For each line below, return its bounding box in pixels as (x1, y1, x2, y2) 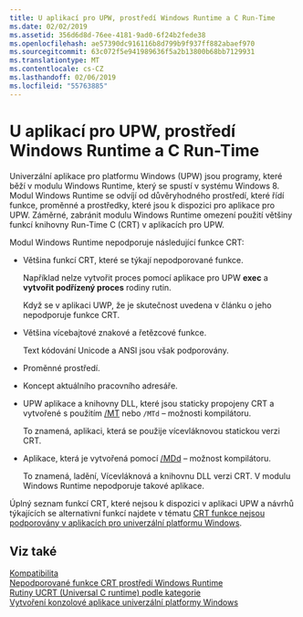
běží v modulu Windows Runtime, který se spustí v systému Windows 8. (9, 180, 280, 191)
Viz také (9, 543, 57, 558)
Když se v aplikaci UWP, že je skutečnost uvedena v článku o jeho (22, 299, 272, 311)
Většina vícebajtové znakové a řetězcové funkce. (22, 326, 207, 338)
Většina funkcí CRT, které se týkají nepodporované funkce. (22, 254, 244, 265)
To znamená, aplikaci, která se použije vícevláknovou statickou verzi (22, 425, 280, 436)
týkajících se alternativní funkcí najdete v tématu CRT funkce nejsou (9, 507, 266, 518)
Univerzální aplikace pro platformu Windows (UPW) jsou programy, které (9, 170, 283, 181)
